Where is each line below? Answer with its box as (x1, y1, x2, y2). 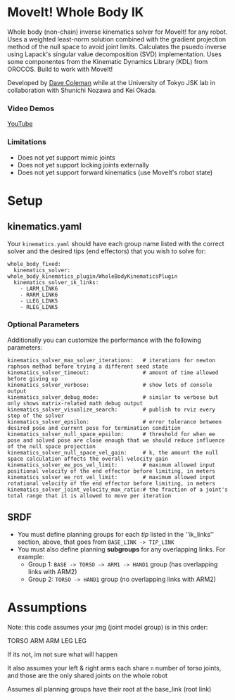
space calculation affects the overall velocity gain (7, 455, 169, 462)
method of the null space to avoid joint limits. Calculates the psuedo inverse (7, 42, 227, 51)
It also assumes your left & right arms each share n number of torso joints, (7, 663, 222, 672)
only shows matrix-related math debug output (7, 400, 143, 407)
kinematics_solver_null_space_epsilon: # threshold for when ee (7, 431, 216, 438)
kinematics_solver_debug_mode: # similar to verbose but (7, 393, 219, 401)
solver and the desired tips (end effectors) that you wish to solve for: (7, 247, 206, 255)
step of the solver (7, 412, 65, 419)
